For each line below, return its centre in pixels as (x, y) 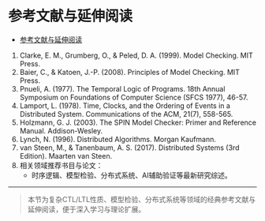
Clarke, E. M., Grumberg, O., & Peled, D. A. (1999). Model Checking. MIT (136, 55)
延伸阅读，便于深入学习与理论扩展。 (86, 209)
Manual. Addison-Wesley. (61, 130)
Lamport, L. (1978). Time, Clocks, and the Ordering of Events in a (125, 105)
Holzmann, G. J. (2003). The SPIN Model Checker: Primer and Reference (138, 122)
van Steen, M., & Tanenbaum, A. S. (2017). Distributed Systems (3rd (129, 148)
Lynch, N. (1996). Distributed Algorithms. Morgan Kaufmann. (118, 139)
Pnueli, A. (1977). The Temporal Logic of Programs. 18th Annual (122, 88)
